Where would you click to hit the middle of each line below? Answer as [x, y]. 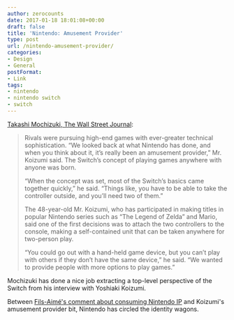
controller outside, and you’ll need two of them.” [94, 195]
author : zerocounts [36, 14]
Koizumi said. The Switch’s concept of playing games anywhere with [123, 160]
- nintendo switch [34, 98]
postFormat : [24, 72]
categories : [24, 53]
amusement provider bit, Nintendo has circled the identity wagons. [103, 309]
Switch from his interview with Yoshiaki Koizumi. [77, 288]
